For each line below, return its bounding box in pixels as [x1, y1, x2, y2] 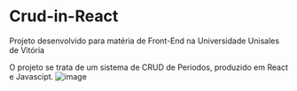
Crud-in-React [9, 6, 119, 27]
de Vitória [9, 44, 45, 55]
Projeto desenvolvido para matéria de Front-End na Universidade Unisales [9, 35, 280, 46]
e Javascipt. [9, 71, 54, 81]
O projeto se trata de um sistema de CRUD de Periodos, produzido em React [9, 62, 288, 72]
